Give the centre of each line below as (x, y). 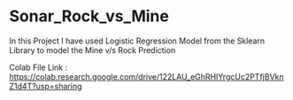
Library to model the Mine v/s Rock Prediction (93, 50)
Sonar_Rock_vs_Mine (89, 16)
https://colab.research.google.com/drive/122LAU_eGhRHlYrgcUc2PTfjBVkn (147, 76)
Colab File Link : (39, 67)
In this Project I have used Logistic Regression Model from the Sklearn (137, 41)
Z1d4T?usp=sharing (46, 86)
